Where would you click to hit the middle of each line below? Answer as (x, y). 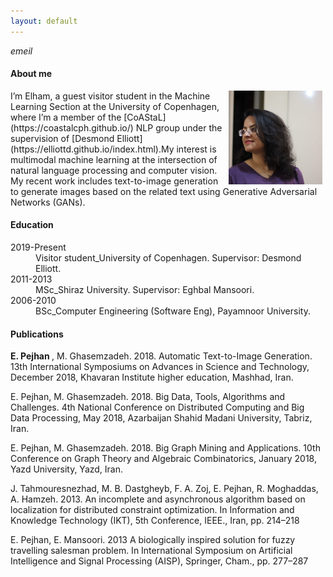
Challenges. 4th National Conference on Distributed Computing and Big (157, 407)
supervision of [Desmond (62, 138)
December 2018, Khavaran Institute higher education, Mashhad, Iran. (152, 377)
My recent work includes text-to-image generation (114, 181)
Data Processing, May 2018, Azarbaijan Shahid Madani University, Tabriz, (161, 418)
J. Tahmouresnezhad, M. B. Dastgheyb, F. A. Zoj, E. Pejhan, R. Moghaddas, (164, 489)
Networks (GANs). (48, 202)
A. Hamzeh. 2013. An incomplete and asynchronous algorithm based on (158, 499)
